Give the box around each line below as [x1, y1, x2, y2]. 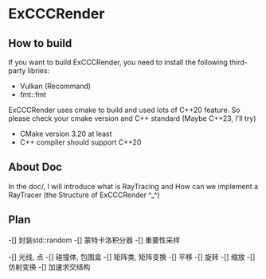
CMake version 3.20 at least [19, 129, 112, 138]
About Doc [8, 161, 62, 174]
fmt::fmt [19, 90, 46, 99]
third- [229, 57, 248, 67]
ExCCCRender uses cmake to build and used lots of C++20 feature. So [8, 105, 241, 114]
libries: [27, 66, 50, 76]
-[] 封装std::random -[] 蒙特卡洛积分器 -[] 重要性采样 [8, 235, 181, 245]
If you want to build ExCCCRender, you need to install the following [8, 57, 229, 67]
